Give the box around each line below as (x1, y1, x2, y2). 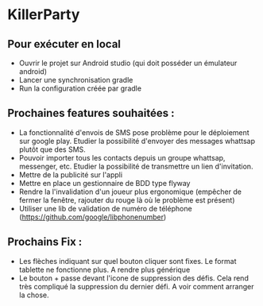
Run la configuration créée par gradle (18, 83, 142, 93)
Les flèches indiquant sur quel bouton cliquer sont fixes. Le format (18, 256, 237, 265)
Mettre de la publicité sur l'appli (18, 169, 123, 180)
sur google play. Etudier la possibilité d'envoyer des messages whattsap (18, 136, 256, 145)
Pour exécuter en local (7, 37, 121, 51)
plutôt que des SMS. (18, 145, 87, 154)
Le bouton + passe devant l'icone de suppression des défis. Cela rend (18, 273, 249, 283)
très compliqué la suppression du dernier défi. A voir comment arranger (18, 281, 254, 291)
